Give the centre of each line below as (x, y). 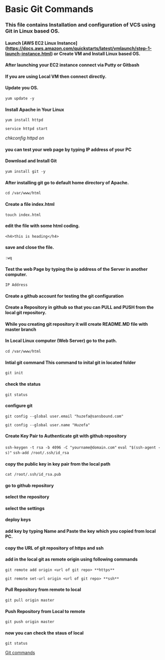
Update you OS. (22, 88)
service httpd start (27, 129)
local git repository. (26, 313)
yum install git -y (25, 172)
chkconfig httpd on (25, 138)
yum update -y (20, 98)
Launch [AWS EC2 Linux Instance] (41, 43)
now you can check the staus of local (44, 633)
